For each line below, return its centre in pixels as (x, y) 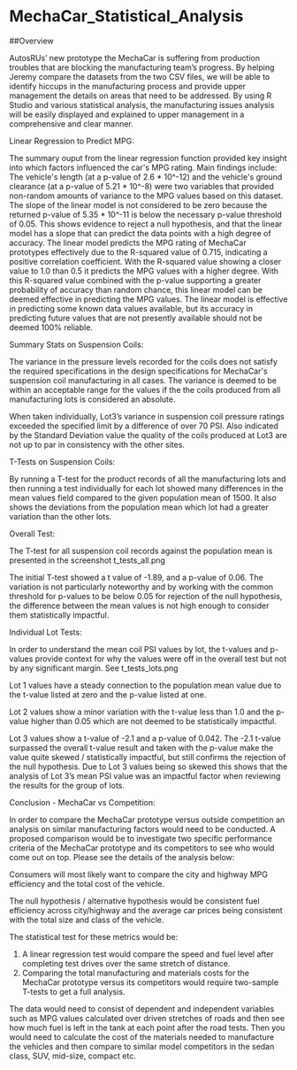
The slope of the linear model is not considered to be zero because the (138, 204)
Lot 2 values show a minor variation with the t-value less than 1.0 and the (142, 712)
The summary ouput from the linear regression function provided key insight (148, 158)
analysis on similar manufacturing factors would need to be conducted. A (142, 828)
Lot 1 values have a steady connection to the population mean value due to (145, 685)
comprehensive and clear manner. (72, 123)
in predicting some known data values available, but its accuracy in (131, 308)
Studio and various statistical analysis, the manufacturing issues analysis (142, 104)
